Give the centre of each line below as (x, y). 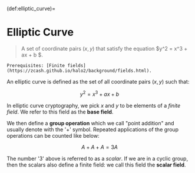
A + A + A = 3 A (100, 147)
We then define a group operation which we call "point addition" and (90, 123)
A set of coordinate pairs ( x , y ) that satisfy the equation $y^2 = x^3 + (104, 48)
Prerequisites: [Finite (36, 65)
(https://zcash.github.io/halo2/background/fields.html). (79, 71)
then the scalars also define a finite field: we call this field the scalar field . (96, 165)
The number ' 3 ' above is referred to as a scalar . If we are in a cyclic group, (97, 158)
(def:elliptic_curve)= (31, 9)
